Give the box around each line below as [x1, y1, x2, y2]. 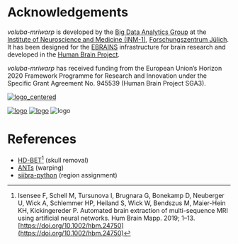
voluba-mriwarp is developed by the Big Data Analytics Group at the [7, 28, 207, 36]
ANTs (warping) [17, 163, 64, 172]
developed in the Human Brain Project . [7, 50, 120, 59]
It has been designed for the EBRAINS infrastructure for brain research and [7, 42, 226, 51]
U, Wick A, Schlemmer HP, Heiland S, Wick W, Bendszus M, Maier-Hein [17, 199, 226, 207]
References [7, 132, 76, 147]
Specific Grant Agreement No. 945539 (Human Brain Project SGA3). [7, 79, 207, 87]
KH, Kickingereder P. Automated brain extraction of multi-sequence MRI [17, 206, 229, 214]
